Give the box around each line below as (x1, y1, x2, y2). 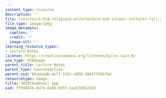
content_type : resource (5, 7, 54, 12)
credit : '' (9, 35, 32, 40)
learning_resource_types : (5, 44, 58, 49)
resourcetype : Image (5, 76, 48, 81)
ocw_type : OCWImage (5, 58, 45, 63)
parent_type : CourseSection (5, 67, 63, 72)
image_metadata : (5, 26, 39, 31)
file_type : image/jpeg (5, 21, 52, 26)
